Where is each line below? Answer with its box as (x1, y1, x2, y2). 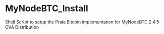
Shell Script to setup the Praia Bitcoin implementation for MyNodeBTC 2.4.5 (5, 19, 160, 25)
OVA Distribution (5, 24, 39, 30)
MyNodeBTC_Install (5, 3, 88, 14)
